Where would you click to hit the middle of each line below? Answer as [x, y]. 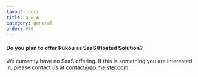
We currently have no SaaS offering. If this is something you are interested [99, 61]
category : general [29, 23]
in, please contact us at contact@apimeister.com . [68, 67]
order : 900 [20, 29]
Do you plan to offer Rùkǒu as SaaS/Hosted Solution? [74, 48]
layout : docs [23, 12]
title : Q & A [23, 17]
